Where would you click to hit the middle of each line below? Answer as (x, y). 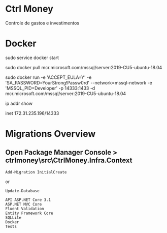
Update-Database (22, 191)
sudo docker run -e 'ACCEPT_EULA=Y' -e (48, 77)
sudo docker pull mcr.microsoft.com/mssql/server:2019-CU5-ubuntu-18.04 (84, 67)
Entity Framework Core (29, 213)
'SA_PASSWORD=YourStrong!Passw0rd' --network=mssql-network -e (79, 82)
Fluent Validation (25, 209)
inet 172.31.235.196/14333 (32, 113)
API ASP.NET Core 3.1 (28, 200)
